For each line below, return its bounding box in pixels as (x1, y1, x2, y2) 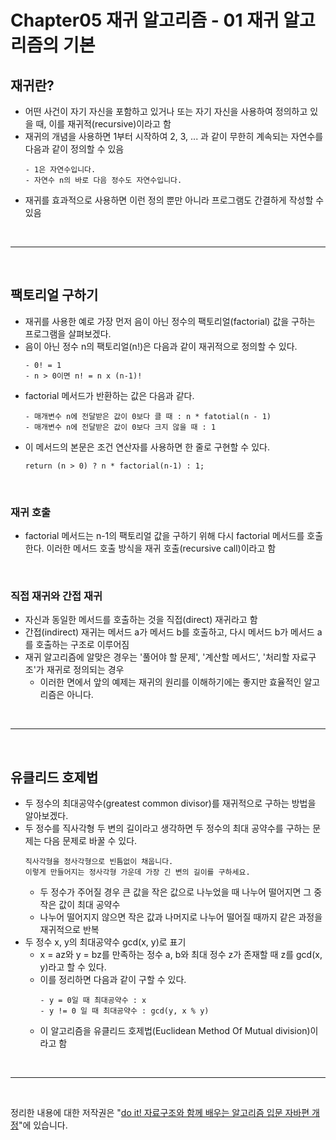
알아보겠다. (24, 810, 69, 822)
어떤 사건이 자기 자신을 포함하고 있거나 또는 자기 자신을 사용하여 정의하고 (24, 106, 308, 117)
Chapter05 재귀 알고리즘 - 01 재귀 (10, 9, 280, 32)
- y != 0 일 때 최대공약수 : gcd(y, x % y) (39, 1006, 210, 1016)
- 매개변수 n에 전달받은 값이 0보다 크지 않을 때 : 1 (24, 422, 217, 432)
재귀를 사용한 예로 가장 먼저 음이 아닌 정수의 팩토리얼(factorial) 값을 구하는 (24, 315, 316, 327)
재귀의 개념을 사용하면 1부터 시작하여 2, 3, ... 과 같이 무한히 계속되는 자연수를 (24, 131, 324, 142)
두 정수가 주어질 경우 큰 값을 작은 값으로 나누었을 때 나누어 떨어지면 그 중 (39, 886, 323, 898)
